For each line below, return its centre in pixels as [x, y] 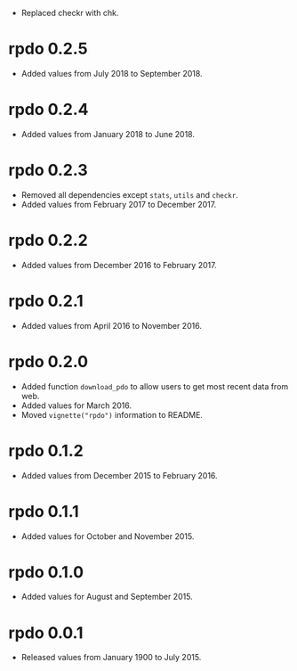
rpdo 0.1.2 [46, 450]
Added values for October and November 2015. [108, 536]
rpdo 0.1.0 [46, 572]
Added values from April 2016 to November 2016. [111, 325]
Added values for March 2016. [76, 405]
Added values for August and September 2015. [107, 597]
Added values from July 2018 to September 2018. [112, 73]
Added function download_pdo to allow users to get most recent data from [155, 386]
